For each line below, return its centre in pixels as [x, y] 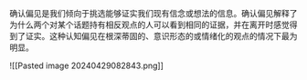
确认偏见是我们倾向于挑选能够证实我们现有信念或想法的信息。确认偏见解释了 [153, 13]
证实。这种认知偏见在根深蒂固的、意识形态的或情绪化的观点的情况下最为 [161, 36]
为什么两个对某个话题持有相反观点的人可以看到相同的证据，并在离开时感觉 [149, 25]
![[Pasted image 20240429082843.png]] [87, 65]
